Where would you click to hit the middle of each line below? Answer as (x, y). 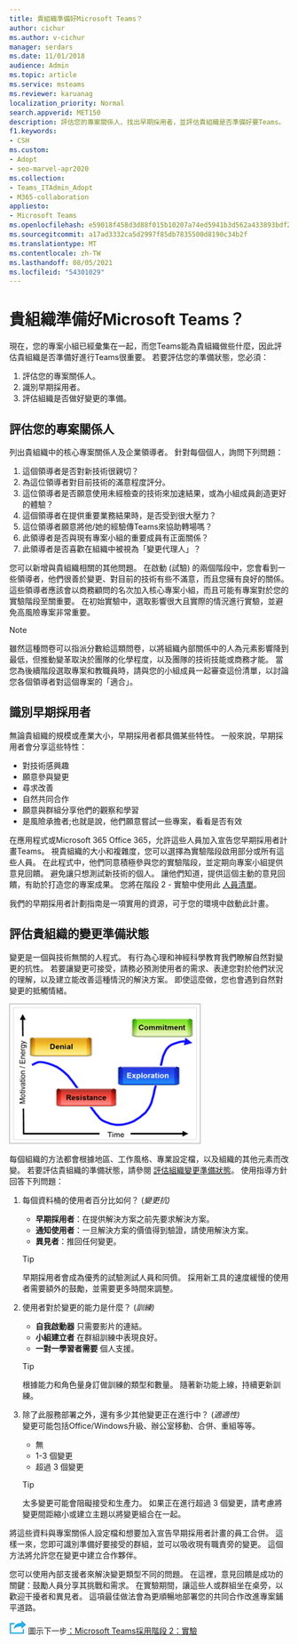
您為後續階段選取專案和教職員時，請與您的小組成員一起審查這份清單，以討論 (149, 670)
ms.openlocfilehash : (47, 225)
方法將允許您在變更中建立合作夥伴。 (75, 1555)
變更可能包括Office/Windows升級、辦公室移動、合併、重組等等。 (141, 1425)
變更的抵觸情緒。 (40, 990)
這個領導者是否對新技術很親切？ (80, 471)
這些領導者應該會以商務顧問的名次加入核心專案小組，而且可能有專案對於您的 (149, 590)
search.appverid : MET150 (55, 112)
